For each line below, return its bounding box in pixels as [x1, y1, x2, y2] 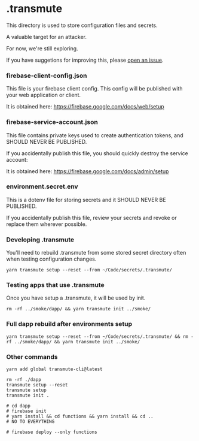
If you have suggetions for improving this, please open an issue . [6, 56, 164, 64]
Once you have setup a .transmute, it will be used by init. [6, 294, 146, 301]
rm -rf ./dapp [6, 377, 42, 383]
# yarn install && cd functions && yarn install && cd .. [6, 413, 154, 419]
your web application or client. [6, 92, 81, 99]
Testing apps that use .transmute [6, 281, 105, 289]
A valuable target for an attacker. [6, 33, 87, 40]
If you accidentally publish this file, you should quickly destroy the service [6, 149, 188, 157]
